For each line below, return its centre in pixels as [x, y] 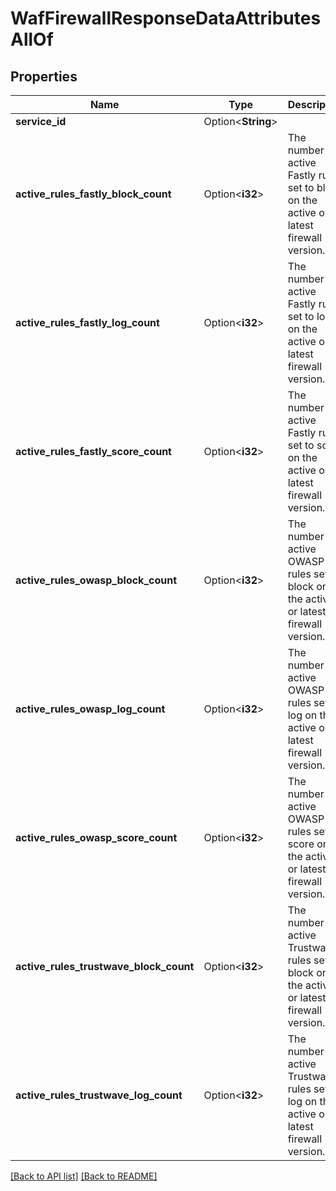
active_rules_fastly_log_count [87, 322]
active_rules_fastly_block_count [93, 194]
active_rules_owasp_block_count [96, 580]
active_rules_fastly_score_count [93, 451]
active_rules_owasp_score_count [96, 837]
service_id [41, 121]
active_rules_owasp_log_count [90, 709]
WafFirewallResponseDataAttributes [166, 18]
